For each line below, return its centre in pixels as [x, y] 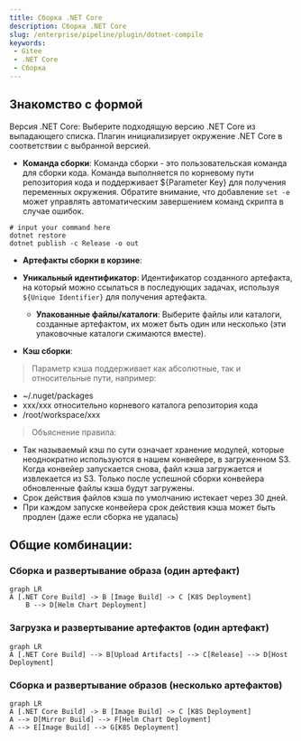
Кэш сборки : [48, 351]
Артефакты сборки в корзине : [82, 260]
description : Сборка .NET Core [68, 26]
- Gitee [27, 51]
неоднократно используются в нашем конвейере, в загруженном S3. [156, 459]
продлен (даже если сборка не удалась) [100, 516]
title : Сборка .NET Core [56, 18]
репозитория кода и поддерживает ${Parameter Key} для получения [154, 182]
